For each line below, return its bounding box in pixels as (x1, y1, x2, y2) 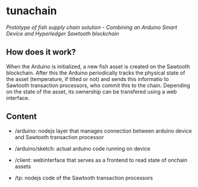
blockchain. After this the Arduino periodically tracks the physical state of (6, 69, 186, 76)
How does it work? (6, 47, 76, 57)
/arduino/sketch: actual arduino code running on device (14, 145, 151, 152)
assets (14, 163, 31, 170)
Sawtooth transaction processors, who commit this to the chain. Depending (6, 82, 191, 89)
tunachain (6, 4, 58, 18)
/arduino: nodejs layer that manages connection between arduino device (14, 127, 192, 134)
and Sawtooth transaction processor (14, 133, 104, 140)
